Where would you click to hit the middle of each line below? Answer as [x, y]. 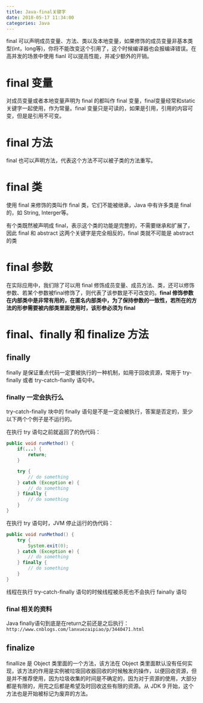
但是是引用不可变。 [40, 116]
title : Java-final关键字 [36, 12]
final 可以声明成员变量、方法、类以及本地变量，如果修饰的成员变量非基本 [97, 41]
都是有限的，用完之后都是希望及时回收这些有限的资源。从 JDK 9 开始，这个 [100, 686]
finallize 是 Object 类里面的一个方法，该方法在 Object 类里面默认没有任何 [97, 663]
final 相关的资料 [29, 609]
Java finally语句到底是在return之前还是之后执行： [68, 623]
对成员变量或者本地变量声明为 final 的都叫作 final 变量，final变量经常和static [101, 101]
